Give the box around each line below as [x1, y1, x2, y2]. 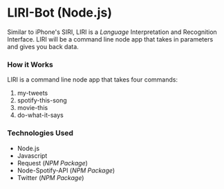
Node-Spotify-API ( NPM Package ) [17, 166, 115, 174]
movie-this [17, 104, 48, 112]
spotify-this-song [17, 96, 67, 105]
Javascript [17, 151, 48, 160]
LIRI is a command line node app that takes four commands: [7, 75, 178, 84]
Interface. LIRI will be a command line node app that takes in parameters [7, 35, 214, 43]
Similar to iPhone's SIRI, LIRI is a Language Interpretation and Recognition [7, 28, 218, 36]
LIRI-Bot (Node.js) [7, 5, 113, 21]
